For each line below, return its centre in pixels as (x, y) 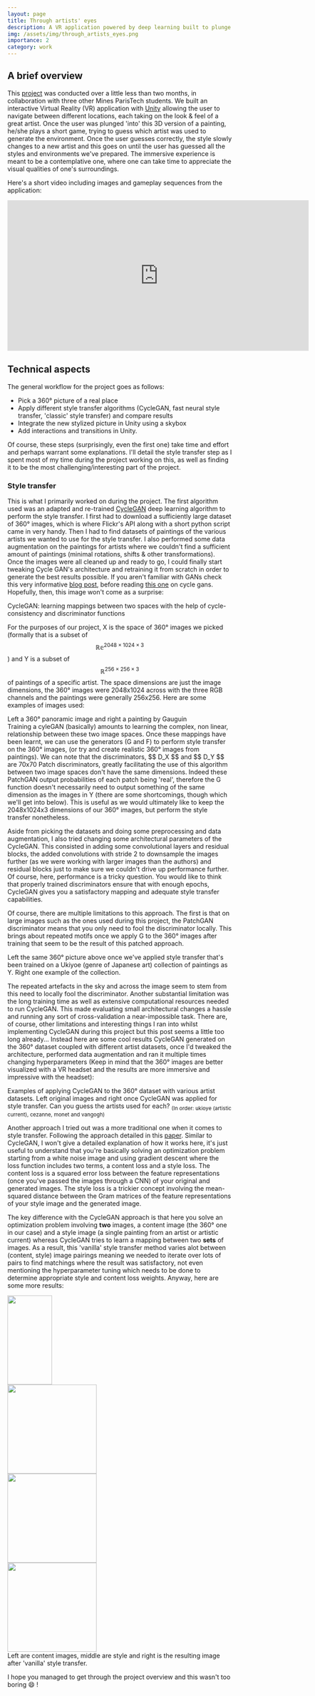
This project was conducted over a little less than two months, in (102, 93)
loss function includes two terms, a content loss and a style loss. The (109, 1166)
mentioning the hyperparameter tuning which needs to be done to (104, 1271)
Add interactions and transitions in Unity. (77, 430)
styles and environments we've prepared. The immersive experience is (112, 153)
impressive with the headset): (51, 1077)
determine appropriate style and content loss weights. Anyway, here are (113, 1278)
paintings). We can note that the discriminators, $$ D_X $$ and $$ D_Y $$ (116, 757)
